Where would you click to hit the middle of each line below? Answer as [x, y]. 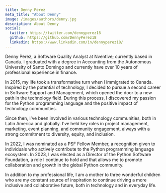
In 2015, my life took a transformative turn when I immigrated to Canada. [79, 82]
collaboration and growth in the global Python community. [64, 165]
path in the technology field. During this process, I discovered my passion [81, 98]
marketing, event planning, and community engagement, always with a [78, 129]
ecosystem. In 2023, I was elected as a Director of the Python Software [78, 154]
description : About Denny [32, 24]
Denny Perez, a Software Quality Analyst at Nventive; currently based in [79, 56]
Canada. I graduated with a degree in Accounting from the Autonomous [78, 62]
